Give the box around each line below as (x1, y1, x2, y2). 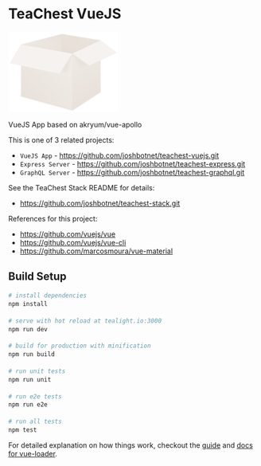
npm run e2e (8, 401, 48, 409)
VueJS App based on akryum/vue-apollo (8, 120, 142, 130)
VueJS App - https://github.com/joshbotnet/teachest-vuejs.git (19, 151, 220, 160)
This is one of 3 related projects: (8, 135, 115, 145)
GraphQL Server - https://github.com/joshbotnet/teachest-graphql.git (19, 168, 245, 178)
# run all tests (8, 417, 62, 426)
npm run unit (8, 375, 52, 383)
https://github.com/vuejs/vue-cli (19, 238, 127, 248)
